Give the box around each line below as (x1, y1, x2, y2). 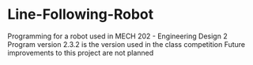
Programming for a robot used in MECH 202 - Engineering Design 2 (7, 31, 228, 41)
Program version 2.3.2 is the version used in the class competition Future (7, 39, 246, 49)
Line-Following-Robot (7, 5, 154, 23)
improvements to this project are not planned (7, 48, 154, 57)
